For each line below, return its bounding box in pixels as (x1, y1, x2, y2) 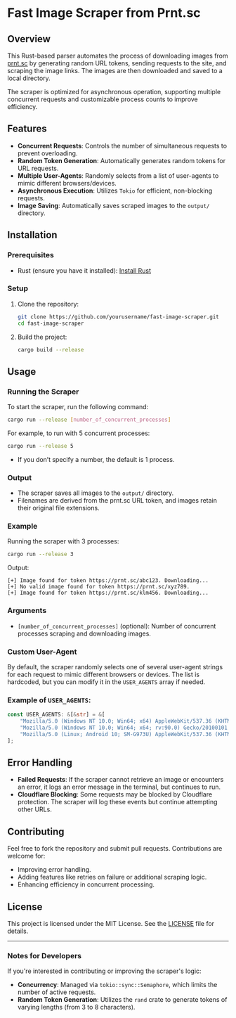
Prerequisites (7, 250, 54, 260)
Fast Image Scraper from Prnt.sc (7, 5, 202, 21)
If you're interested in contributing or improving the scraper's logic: (7, 967, 202, 975)
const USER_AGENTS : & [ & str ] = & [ (7, 711, 105, 719)
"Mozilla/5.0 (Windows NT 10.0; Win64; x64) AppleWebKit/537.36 (20, 718, 212, 725)
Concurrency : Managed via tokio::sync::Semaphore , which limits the (17, 981, 218, 989)
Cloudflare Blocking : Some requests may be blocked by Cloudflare (17, 790, 213, 799)
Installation (7, 229, 58, 241)
